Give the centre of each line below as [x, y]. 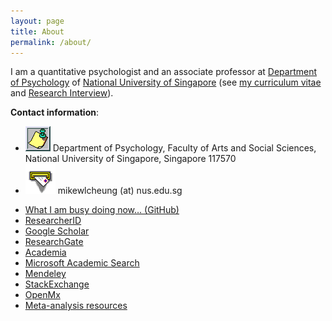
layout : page [37, 21]
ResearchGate [54, 242]
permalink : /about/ [51, 42]
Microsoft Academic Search [82, 263]
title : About [37, 31]
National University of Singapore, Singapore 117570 [130, 159]
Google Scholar [57, 231]
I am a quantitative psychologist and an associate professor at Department [164, 72]
